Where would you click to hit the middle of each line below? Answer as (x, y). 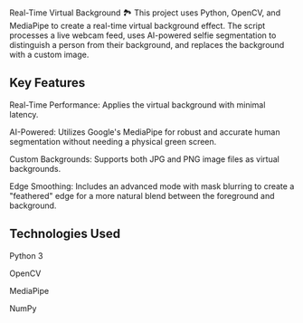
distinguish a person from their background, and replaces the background (147, 45)
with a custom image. (49, 54)
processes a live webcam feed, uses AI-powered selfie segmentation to (143, 35)
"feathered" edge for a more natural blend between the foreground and (142, 195)
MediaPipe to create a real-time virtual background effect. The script (137, 26)
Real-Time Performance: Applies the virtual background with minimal (137, 104)
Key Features (47, 83)
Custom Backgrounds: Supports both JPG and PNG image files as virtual (145, 159)
